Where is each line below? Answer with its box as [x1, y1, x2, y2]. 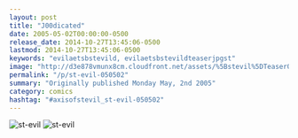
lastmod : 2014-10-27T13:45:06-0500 [9, 46, 141, 55]
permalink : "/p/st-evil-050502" [9, 71, 129, 80]
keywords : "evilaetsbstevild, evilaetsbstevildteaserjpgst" [9, 54, 237, 63]
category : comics [9, 87, 74, 96]
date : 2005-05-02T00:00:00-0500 [9, 29, 129, 38]
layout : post [9, 12, 58, 22]
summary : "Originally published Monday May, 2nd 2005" [9, 79, 216, 88]
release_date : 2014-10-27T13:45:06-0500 [9, 37, 161, 47]
